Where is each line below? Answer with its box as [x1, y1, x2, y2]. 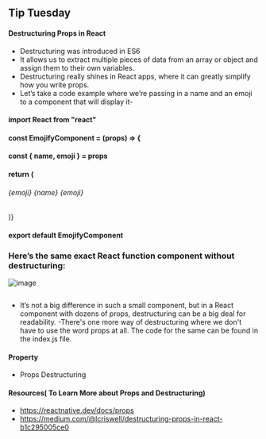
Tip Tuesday [8, 6, 71, 20]
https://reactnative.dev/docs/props [19, 406, 134, 415]
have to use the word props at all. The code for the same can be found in [19, 325, 259, 336]
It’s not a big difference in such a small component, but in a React [19, 301, 234, 310]
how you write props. [19, 79, 90, 90]
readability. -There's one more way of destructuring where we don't [19, 318, 242, 327]
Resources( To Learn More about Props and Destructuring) [8, 388, 206, 398]
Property [8, 352, 39, 362]
